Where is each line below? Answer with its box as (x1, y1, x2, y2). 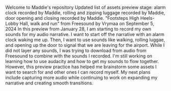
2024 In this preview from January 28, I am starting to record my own (5, 26, 152, 32)
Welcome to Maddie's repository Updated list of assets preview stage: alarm (5, 5, 166, 10)
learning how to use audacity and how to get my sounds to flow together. (5, 58, 159, 64)
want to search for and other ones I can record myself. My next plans (5, 69, 151, 75)
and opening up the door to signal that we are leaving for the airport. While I (5, 42, 165, 48)
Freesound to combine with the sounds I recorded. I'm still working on (5, 53, 153, 59)
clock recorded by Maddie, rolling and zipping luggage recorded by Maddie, (5, 10, 165, 16)
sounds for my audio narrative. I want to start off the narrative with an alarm (5, 32, 164, 37)
